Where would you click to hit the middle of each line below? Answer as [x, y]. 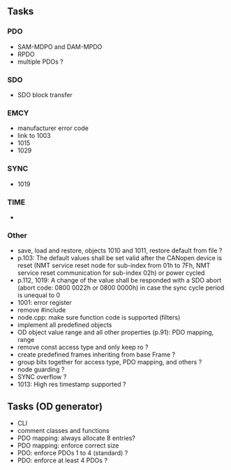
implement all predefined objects [65, 325]
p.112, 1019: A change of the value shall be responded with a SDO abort [119, 280]
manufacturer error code [53, 128]
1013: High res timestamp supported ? [72, 385]
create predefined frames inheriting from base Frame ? [96, 355]
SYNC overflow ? [42, 377]
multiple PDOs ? [40, 62]
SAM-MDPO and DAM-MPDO [60, 47]
